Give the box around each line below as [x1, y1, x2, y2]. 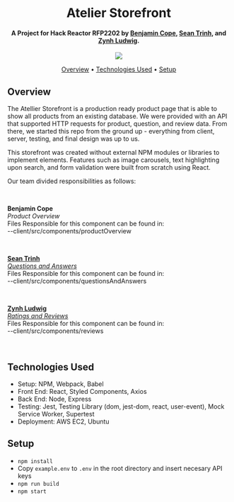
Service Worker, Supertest [17, 410, 95, 419]
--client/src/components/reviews [7, 327, 104, 335]
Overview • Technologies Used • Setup [61, 65, 177, 74]
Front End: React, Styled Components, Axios [17, 387, 147, 396]
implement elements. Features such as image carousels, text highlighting [7, 156, 220, 164]
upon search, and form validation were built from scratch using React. [7, 163, 211, 172]
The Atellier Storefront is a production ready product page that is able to [7, 105, 218, 113]
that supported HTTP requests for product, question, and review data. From [7, 119, 228, 128]
